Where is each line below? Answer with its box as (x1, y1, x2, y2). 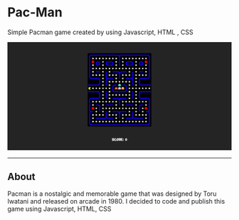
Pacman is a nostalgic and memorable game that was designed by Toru (7, 189, 217, 198)
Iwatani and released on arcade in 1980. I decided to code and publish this (7, 197, 225, 206)
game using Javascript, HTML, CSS (7, 204, 112, 214)
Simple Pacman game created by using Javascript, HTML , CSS (7, 28, 193, 36)
